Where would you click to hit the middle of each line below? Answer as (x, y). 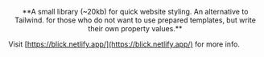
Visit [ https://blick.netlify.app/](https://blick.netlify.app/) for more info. (124, 44)
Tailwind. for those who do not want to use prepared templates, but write (135, 20)
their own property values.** (135, 28)
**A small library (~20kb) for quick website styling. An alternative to (135, 12)
